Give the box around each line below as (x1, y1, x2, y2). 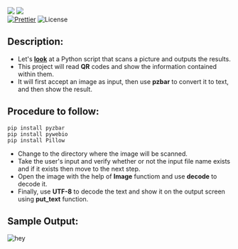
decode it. (17, 179, 48, 188)
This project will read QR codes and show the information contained (17, 62, 217, 70)
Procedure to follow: (7, 105, 99, 117)
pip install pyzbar (7, 124, 65, 132)
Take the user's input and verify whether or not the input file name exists (17, 157, 231, 165)
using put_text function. (17, 194, 89, 203)
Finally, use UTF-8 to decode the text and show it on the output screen (17, 187, 226, 196)
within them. (17, 70, 55, 78)
